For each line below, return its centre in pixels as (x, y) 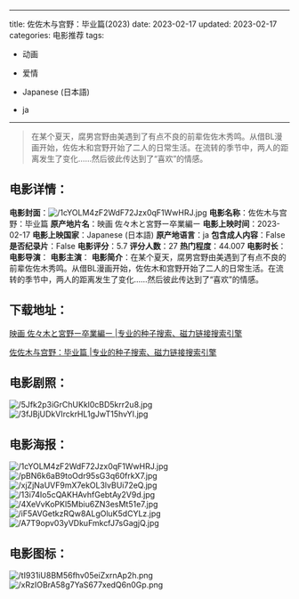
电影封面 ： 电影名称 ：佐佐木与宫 (148, 212)
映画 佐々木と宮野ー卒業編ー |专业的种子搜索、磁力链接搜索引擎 (126, 333)
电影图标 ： (39, 553)
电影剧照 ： (39, 383)
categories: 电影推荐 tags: (57, 35)
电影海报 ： (39, 445)
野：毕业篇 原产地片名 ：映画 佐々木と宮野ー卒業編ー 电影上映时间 (129, 223)
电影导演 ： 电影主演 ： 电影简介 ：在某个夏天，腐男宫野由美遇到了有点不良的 (148, 257)
